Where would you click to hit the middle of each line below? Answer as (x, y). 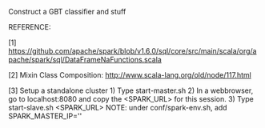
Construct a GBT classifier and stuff (67, 12)
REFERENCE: (30, 27)
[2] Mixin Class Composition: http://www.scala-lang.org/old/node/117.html (130, 75)
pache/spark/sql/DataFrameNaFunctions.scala (85, 60)
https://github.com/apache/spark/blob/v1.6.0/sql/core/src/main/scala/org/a (132, 51)
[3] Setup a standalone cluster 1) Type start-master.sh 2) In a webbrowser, (131, 90)
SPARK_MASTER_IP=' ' (45, 116)
